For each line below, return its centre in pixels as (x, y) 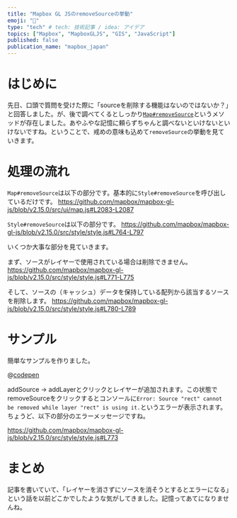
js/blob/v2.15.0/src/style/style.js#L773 (63, 437)
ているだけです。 (32, 201)
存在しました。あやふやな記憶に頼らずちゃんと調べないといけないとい (128, 123)
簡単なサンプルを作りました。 (51, 360)
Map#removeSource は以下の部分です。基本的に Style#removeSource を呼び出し (117, 193)
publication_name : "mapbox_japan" (58, 47)
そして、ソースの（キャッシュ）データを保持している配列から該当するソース (118, 292)
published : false (33, 40)
